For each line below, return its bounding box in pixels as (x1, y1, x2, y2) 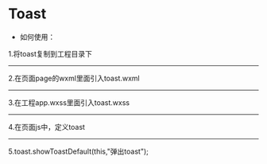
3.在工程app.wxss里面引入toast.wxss (8, 97, 130, 107)
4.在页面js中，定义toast (8, 122, 86, 131)
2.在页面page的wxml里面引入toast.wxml (8, 73, 141, 83)
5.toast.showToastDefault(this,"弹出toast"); (8, 146, 149, 156)
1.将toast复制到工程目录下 (8, 49, 93, 58)
